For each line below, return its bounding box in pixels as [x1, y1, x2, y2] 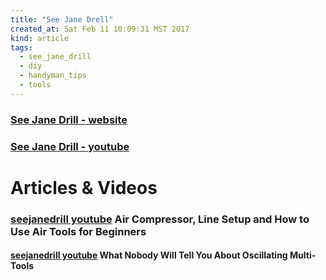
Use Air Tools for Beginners [10, 224, 147, 238]
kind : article [10, 33, 70, 43]
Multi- [289, 249, 317, 261]
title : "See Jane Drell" [10, 14, 114, 25]
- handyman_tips [19, 71, 87, 81]
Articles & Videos [10, 176, 158, 199]
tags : [10, 42, 33, 53]
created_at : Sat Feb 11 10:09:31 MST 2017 [10, 24, 190, 34]
